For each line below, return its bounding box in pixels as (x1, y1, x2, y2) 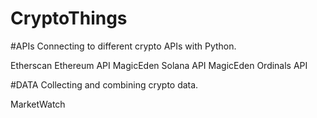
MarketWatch (10, 98, 66, 110)
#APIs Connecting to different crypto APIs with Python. (10, 40, 237, 52)
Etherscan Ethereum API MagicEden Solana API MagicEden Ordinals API (10, 59, 308, 71)
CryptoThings (10, 7, 128, 30)
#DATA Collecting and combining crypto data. (10, 78, 199, 91)
